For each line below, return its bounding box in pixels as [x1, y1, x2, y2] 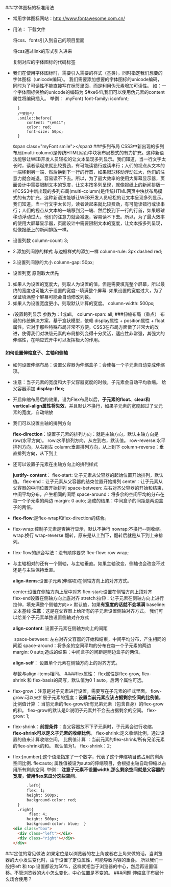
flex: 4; [29, 812, 47, 817]
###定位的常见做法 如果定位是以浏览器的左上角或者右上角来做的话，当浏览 [5, 850, 163, 856]
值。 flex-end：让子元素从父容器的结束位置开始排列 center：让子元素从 [12, 478, 163, 485]
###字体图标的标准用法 [5, 5, 55, 10]
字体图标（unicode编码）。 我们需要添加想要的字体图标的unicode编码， [12, 76, 162, 82]
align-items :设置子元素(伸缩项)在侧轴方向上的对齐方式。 [12, 578, 132, 584]
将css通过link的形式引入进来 [12, 48, 72, 54]
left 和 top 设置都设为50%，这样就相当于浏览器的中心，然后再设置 [14, 863, 153, 869]
